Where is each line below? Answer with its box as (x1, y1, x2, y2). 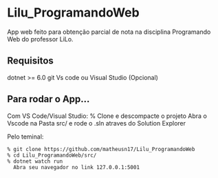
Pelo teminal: (7, 132, 44, 141)
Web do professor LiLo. (7, 34, 74, 43)
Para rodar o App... (7, 93, 90, 105)
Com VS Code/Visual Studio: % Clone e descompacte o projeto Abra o (7, 112, 208, 120)
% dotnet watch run (7, 157, 63, 165)
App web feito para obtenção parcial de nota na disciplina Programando (7, 28, 211, 36)
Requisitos (7, 55, 54, 67)
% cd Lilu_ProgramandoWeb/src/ (7, 152, 97, 159)
